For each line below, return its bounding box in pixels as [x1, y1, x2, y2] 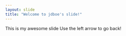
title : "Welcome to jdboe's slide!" [5, 12, 82, 17]
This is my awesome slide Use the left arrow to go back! [5, 25, 122, 31]
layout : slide [5, 7, 35, 12]
